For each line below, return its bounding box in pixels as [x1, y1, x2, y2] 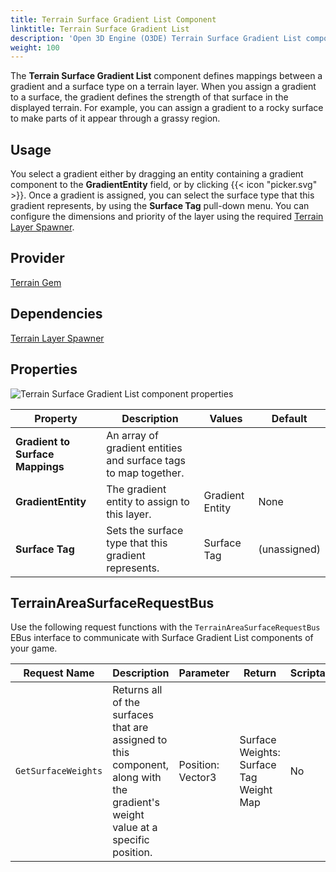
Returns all [112, 683, 163, 697]
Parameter [178, 666, 230, 680]
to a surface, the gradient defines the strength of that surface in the [10, 91, 289, 103]
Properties [10, 361, 78, 378]
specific [112, 833, 150, 847]
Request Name [23, 666, 95, 680]
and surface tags [106, 453, 186, 467]
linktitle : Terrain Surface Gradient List [10, 24, 190, 34]
